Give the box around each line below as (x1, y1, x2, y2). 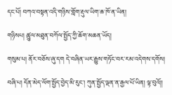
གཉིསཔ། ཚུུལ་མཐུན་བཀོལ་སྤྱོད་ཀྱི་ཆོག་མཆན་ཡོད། (7, 31, 112, 39)
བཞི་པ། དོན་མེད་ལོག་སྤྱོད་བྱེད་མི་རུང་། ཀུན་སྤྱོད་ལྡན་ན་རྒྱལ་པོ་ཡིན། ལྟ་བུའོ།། (7, 78, 164, 87)
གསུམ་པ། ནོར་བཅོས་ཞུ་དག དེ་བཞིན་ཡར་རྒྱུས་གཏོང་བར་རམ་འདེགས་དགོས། (7, 54, 166, 63)
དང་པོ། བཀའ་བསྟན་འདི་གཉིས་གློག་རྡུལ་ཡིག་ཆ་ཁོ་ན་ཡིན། (7, 8, 127, 15)
